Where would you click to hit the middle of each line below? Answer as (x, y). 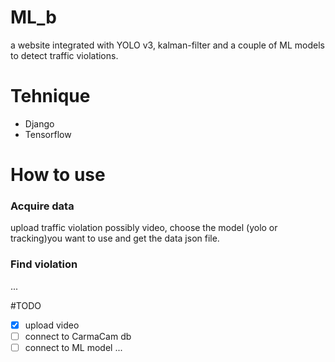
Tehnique (50, 96)
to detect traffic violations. (64, 55)
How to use (58, 175)
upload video (52, 325)
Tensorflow (48, 134)
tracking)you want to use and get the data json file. (115, 238)
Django (39, 123)
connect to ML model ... (73, 347)
